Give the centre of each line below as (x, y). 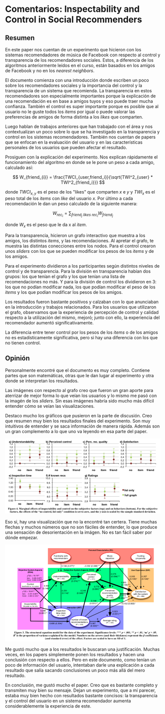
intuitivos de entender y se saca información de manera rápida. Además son (82, 426)
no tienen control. (23, 343)
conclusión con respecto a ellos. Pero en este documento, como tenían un (81, 660)
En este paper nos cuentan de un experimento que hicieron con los (73, 50)
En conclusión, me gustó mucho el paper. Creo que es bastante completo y (81, 685)
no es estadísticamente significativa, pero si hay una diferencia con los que (82, 337)
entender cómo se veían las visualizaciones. (50, 406)
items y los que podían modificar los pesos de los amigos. (64, 292)
